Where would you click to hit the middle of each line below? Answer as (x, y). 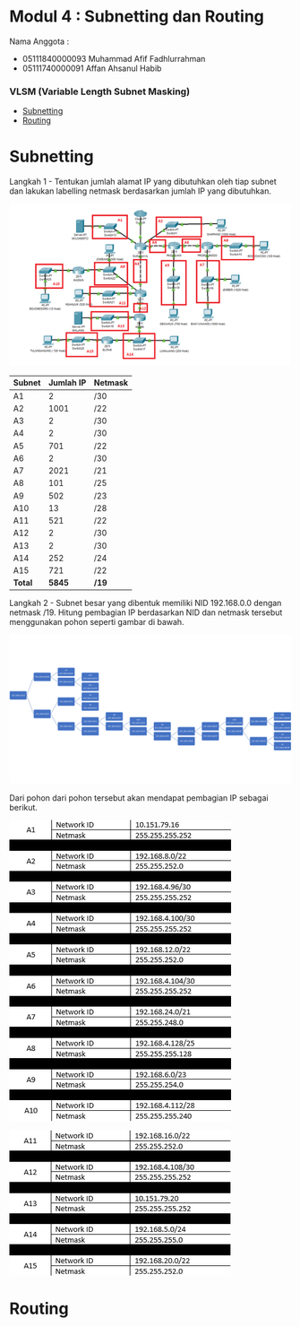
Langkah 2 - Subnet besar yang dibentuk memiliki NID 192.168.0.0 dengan (146, 603)
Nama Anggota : (39, 41)
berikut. (24, 807)
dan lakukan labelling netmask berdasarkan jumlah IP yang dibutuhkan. (140, 191)
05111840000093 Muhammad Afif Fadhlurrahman (114, 58)
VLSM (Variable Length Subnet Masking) (100, 91)
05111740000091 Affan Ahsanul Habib (92, 68)
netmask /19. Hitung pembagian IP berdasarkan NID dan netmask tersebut (146, 612)
